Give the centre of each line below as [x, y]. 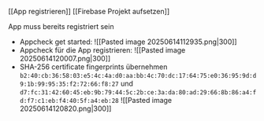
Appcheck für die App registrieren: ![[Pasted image [102, 50]
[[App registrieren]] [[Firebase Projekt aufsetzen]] [89, 11]
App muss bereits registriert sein [61, 26]
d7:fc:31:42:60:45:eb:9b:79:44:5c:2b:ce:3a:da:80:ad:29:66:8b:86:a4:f [138, 93]
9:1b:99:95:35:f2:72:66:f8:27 [69, 84]
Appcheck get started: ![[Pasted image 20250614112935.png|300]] [128, 42]
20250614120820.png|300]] [65, 108]
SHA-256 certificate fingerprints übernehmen [93, 67]
